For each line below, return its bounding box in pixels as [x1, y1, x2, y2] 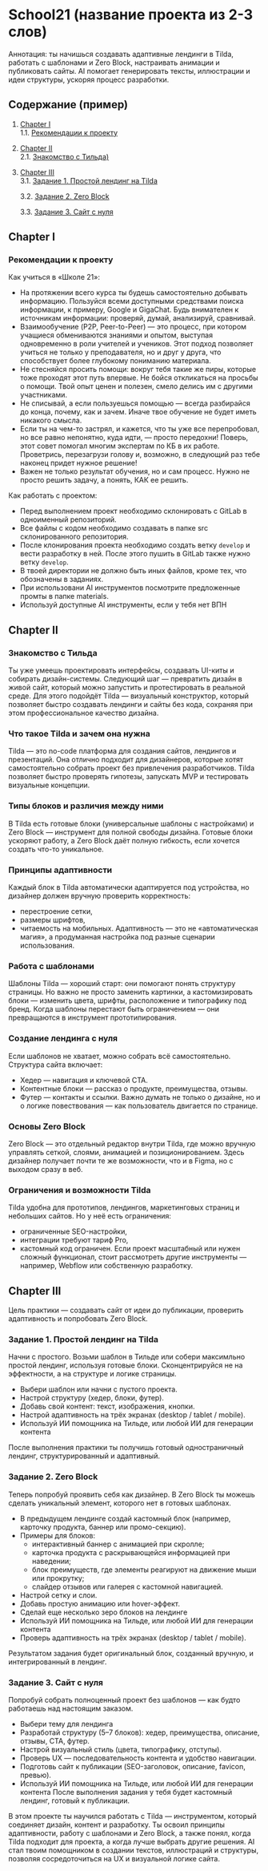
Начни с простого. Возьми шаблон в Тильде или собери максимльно [8, 1352, 246, 1362]
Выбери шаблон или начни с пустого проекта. [19, 1384, 178, 1394]
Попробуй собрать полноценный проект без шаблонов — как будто [8, 1695, 241, 1704]
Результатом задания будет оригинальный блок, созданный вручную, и [8, 1648, 254, 1658]
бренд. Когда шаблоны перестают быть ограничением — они [8, 1004, 220, 1014]
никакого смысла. [19, 415, 82, 426]
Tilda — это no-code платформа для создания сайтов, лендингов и [8, 746, 237, 756]
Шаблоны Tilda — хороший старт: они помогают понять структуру [8, 979, 236, 988]
